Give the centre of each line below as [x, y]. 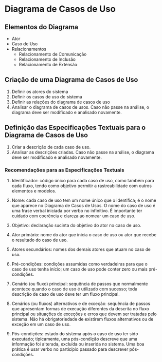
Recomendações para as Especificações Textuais [64, 170]
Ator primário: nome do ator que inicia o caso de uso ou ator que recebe [84, 234]
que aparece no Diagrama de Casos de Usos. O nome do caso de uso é [83, 205]
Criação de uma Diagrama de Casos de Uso [71, 80]
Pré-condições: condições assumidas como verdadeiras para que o [80, 264]
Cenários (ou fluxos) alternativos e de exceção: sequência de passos [81, 304]
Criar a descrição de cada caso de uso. [51, 147]
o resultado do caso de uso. [40, 240]
